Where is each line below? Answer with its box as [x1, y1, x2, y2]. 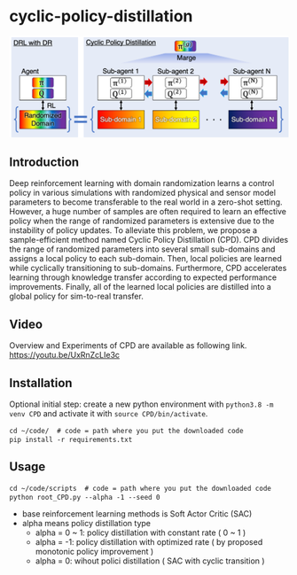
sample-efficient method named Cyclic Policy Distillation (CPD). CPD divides [9, 235, 289, 245]
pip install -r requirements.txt [9, 435, 133, 444]
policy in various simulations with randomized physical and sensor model [9, 188, 277, 198]
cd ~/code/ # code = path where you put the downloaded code [9, 426, 244, 435]
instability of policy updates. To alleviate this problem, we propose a [9, 225, 258, 236]
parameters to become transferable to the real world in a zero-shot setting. [9, 197, 283, 207]
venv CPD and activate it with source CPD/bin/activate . [9, 408, 208, 418]
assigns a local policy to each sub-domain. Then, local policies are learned [9, 253, 282, 264]
